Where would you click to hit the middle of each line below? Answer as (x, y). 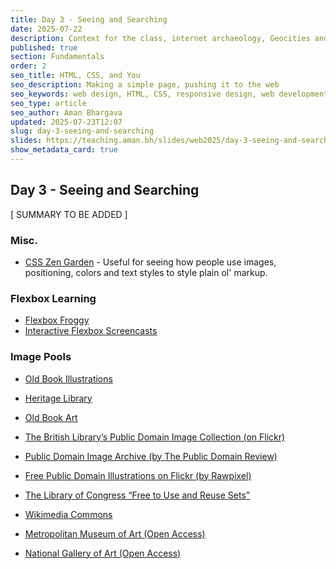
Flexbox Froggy (57, 320)
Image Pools (41, 357)
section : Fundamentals (57, 57)
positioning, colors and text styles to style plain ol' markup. (146, 272)
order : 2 (28, 66)
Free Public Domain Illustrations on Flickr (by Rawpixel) (138, 475)
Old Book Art (51, 417)
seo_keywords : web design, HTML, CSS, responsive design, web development (169, 94)
